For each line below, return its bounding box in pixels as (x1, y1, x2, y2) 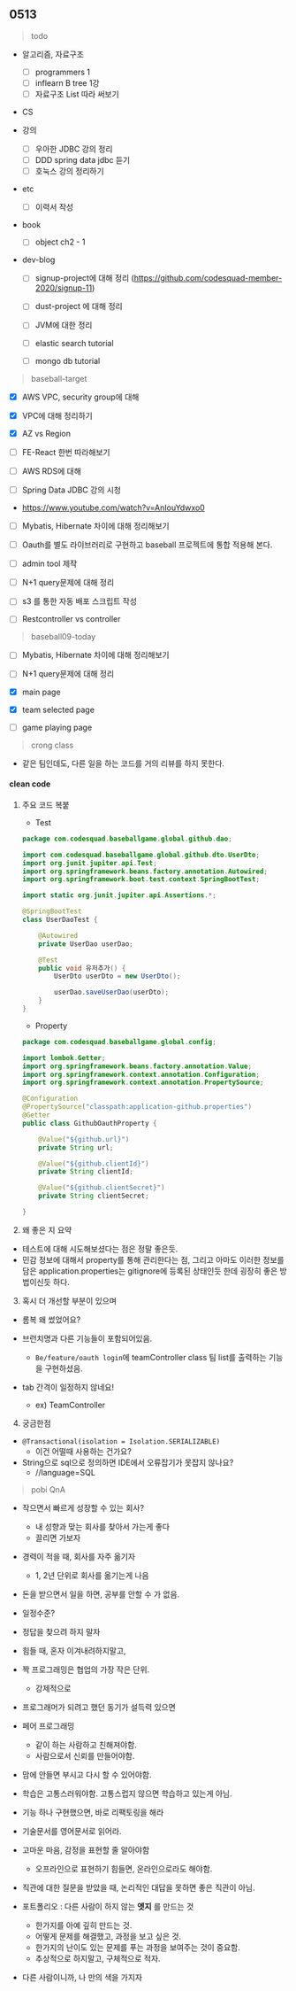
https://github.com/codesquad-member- (133, 273, 283, 283)
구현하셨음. (44, 1363, 83, 1374)
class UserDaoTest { (21, 916, 98, 925)
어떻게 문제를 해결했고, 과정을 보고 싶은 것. (34, 1931, 182, 1941)
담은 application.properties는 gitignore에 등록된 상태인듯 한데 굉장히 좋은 (21, 1266, 278, 1276)
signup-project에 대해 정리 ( (34, 273, 134, 283)
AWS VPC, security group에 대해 (21, 391, 140, 402)
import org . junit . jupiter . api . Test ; (21, 858, 157, 867)
